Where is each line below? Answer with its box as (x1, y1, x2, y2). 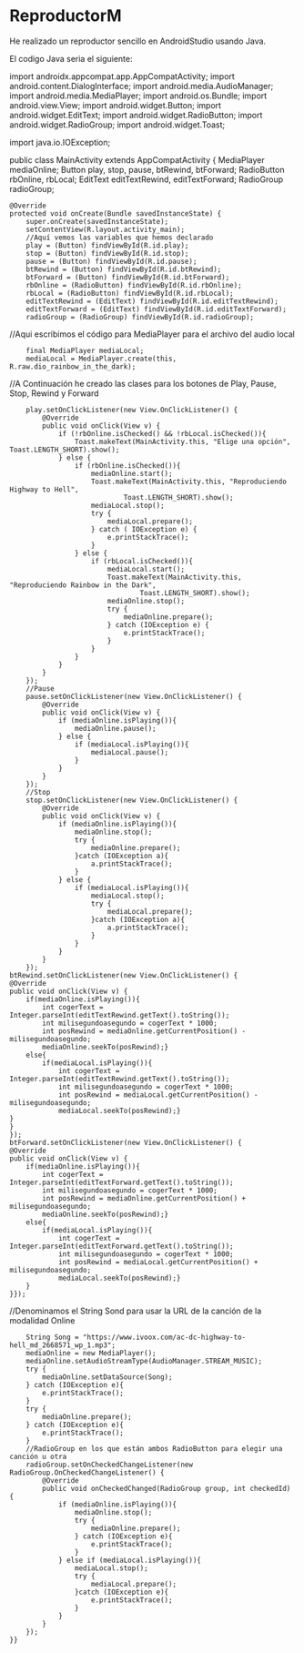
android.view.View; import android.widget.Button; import (9, 99, 221, 110)
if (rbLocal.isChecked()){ (90, 556, 194, 565)
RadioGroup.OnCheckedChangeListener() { (9, 1467, 166, 1477)
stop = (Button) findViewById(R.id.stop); (25, 248, 189, 258)
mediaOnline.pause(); (74, 724, 157, 733)
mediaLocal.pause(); (90, 747, 169, 756)
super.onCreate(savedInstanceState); (25, 217, 169, 226)
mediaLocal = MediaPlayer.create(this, (25, 354, 177, 363)
